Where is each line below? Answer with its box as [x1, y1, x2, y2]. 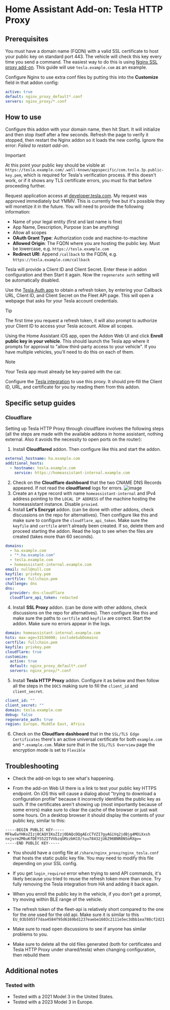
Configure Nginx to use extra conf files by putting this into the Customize [5, 74, 158, 80]
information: [5, 209, 31, 215]
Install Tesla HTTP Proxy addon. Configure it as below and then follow [12, 678, 159, 683]
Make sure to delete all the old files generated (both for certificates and [12, 941, 161, 947]
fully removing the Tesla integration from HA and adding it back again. [12, 881, 159, 887]
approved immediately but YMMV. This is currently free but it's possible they [5, 198, 165, 204]
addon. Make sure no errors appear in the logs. [12, 621, 111, 627]
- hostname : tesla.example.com [10, 465, 76, 471]
